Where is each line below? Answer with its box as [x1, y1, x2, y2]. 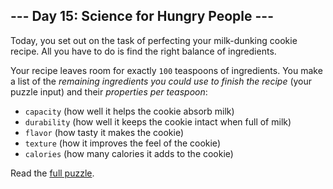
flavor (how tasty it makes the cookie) [24, 126, 184, 138]
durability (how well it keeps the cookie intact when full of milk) [24, 115, 292, 128]
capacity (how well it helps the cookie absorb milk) [24, 105, 235, 117]
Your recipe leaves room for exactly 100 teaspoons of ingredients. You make [10, 64, 323, 76]
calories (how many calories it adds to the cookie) [24, 147, 234, 159]
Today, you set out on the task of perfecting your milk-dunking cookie [10, 34, 298, 46]
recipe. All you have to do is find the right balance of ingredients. [10, 45, 277, 57]
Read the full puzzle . [10, 167, 95, 179]
